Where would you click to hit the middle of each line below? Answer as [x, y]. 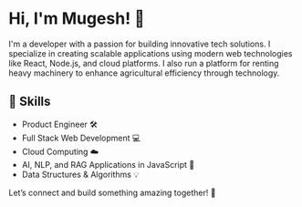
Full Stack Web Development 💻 [81, 138]
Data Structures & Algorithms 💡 [80, 174]
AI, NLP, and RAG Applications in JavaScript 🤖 [108, 164]
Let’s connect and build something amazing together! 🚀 [112, 192]
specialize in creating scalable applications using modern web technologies [151, 53]
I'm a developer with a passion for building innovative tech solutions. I [140, 44]
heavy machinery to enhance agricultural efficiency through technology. [144, 73]
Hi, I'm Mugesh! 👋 [77, 19]
